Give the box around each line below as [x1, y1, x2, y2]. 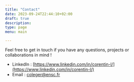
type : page [5, 25, 27, 30]
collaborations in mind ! [5, 52, 52, 58]
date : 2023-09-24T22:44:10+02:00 [5, 12, 73, 16]
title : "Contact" [5, 7, 40, 12]
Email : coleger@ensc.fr [12, 72, 60, 77]
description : [5, 20, 32, 26]
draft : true [5, 16, 29, 21]
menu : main [5, 29, 27, 34]
